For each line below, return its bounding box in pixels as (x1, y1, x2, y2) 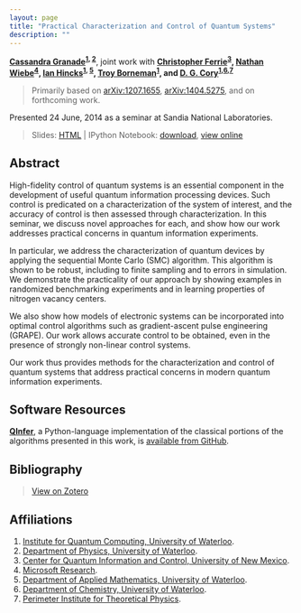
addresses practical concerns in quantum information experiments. (9, 228, 259, 238)
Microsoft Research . (22, 564, 98, 575)
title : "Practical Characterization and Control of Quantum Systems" (9, 22, 277, 31)
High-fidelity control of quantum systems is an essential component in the (9, 180, 285, 190)
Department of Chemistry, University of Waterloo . (22, 583, 207, 594)
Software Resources (9, 402, 126, 417)
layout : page (9, 13, 59, 23)
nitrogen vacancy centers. (9, 293, 106, 303)
